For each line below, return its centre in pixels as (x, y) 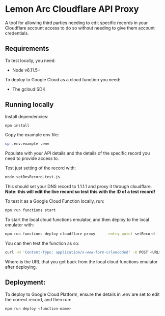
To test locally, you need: (30, 61)
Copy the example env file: (32, 135)
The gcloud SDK (29, 89)
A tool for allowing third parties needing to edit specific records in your (77, 23)
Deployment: (25, 282)
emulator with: (20, 225)
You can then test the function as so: (42, 243)
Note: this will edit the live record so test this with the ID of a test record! (80, 192)
